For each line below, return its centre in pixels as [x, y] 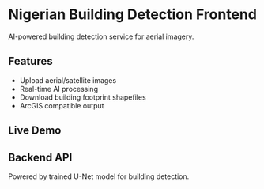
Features [30, 61]
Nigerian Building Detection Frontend [132, 15]
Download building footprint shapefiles [83, 97]
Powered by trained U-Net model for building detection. [99, 176]
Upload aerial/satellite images [68, 80]
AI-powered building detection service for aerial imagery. [101, 36]
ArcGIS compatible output [62, 105]
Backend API [40, 157]
